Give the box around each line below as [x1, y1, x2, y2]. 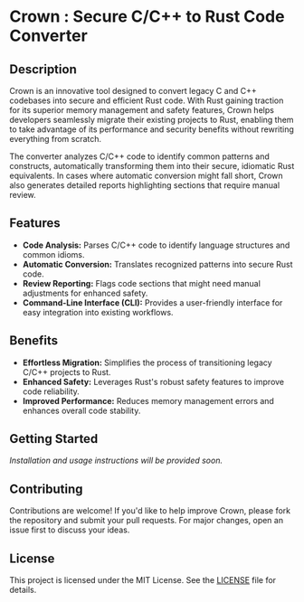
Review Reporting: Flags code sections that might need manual [22, 277, 261, 288]
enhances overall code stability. [22, 405, 141, 416]
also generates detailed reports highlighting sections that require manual [9, 180, 280, 191]
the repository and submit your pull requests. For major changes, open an [9, 515, 283, 526]
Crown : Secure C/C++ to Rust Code [9, 6, 285, 27]
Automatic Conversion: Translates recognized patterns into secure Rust [22, 259, 293, 269]
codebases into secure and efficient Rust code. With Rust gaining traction [9, 95, 284, 106]
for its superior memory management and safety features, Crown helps [9, 105, 274, 115]
